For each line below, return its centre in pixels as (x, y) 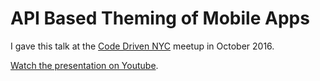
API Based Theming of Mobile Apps (160, 18)
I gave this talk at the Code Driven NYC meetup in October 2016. (142, 46)
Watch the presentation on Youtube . (84, 65)
